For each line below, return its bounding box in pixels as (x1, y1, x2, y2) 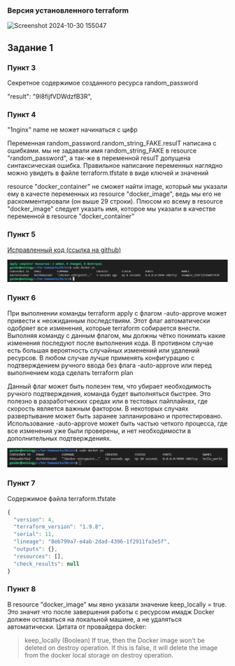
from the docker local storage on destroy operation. (24, 651, 173, 659)
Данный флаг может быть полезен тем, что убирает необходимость (7, 382, 212, 390)
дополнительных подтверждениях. (7, 434, 112, 442)
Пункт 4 (7, 109, 36, 119)
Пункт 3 (7, 62, 36, 72)
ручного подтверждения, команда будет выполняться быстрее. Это (7, 389, 211, 397)
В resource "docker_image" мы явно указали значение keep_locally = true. (7, 600, 227, 609)
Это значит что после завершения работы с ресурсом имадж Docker (7, 607, 215, 616)
